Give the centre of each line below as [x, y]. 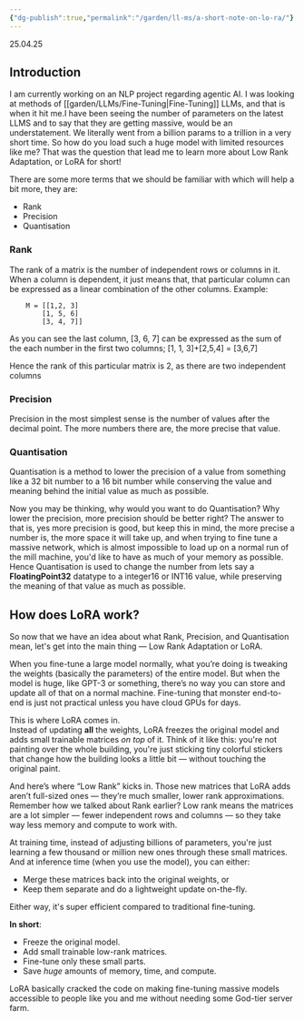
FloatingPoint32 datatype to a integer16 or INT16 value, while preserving [146, 576]
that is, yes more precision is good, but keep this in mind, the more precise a [152, 528]
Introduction [45, 72]
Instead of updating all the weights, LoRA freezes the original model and [144, 730]
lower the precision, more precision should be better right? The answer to [147, 519]
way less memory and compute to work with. [93, 825]
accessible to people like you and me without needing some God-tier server [151, 998]
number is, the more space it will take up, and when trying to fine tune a [144, 538]
